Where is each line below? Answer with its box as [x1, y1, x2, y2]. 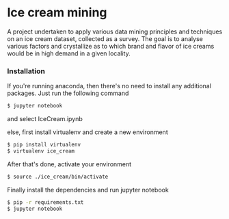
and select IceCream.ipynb [7, 115, 83, 123]
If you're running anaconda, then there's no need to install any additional [7, 82, 212, 90]
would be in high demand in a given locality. [7, 49, 131, 57]
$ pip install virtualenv [7, 142, 81, 149]
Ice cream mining [7, 5, 107, 21]
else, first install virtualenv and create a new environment [7, 128, 169, 136]
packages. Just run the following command [7, 89, 129, 97]
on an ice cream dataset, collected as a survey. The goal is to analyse [7, 34, 203, 42]
